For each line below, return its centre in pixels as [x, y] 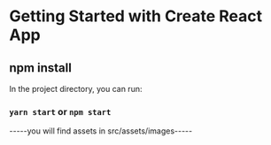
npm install [41, 68]
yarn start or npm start [60, 111]
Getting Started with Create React [136, 16]
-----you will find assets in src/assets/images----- [101, 131]
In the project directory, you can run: [76, 89]
